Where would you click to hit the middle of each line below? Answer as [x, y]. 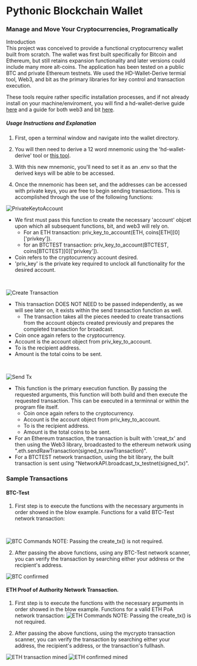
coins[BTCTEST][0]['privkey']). [61, 251]
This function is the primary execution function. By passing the [91, 388]
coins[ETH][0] [163, 232]
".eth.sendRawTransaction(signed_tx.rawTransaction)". [81, 451]
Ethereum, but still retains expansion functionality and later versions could [96, 61]
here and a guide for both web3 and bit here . [60, 109]
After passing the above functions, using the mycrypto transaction [95, 633]
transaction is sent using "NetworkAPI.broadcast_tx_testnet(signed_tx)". [102, 464]
